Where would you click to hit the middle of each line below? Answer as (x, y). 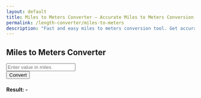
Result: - (17, 89)
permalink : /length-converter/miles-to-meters (65, 23)
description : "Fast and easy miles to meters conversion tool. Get (92, 28)
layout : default (26, 12)
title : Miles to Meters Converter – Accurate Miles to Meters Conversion (100, 17)
